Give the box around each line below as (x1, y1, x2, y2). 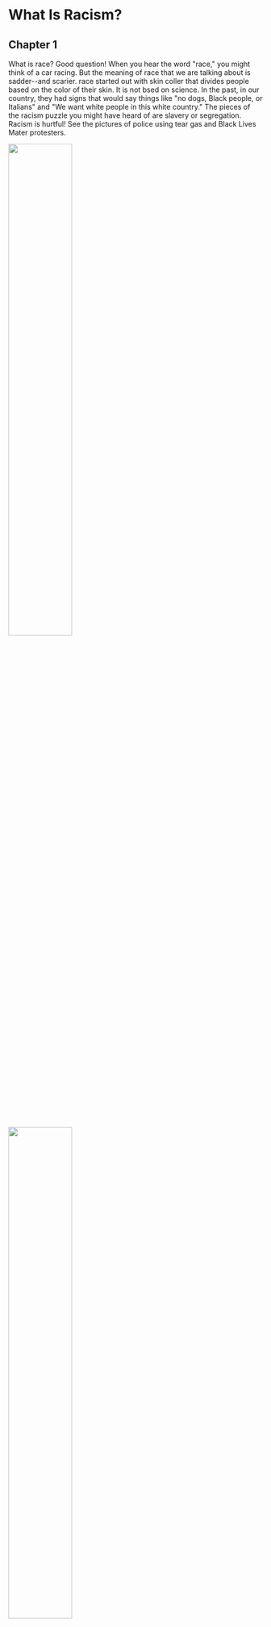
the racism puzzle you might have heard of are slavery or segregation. (8, 111, 242, 120)
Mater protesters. (8, 127, 66, 137)
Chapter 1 (8, 38, 58, 52)
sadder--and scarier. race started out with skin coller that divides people (8, 77, 250, 86)
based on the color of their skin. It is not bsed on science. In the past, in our (8, 85, 260, 94)
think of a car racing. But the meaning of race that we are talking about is (8, 68, 252, 77)
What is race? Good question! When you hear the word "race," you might (8, 59, 251, 69)
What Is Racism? (8, 6, 123, 24)
